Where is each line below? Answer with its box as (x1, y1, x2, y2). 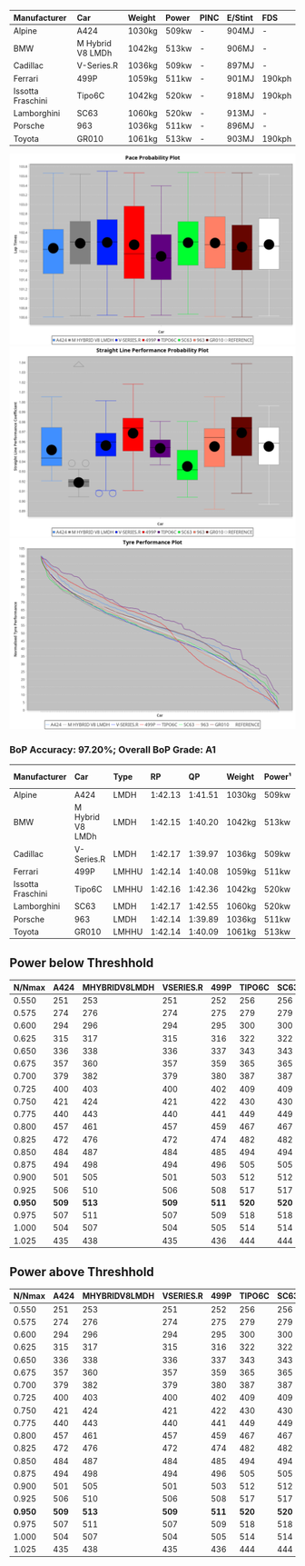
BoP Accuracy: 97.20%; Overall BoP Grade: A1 (9, 743, 216, 755)
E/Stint (226, 12, 254, 23)
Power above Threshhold (9, 1264, 154, 1280)
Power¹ (263, 772, 292, 783)
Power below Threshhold (9, 955, 154, 971)
